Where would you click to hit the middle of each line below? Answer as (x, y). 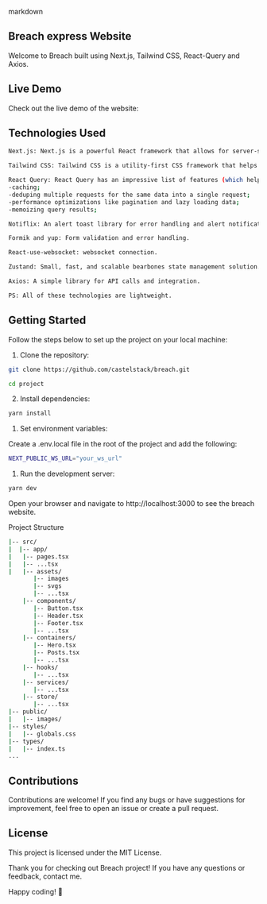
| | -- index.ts (37, 749)
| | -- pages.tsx (39, 556)
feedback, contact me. (45, 876)
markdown (26, 12)
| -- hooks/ (41, 667)
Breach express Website (70, 36)
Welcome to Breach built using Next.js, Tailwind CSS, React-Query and (124, 56)
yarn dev (23, 489)
